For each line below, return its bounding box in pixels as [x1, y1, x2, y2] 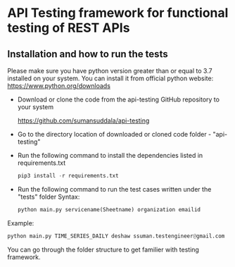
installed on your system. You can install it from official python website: [7, 74, 214, 82]
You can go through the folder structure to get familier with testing [7, 245, 199, 254]
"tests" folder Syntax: [17, 192, 80, 201]
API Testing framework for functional [7, 5, 229, 21]
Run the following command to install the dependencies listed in [17, 151, 203, 159]
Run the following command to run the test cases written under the [17, 185, 212, 193]
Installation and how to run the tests [7, 48, 168, 60]
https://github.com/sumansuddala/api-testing [17, 116, 150, 125]
